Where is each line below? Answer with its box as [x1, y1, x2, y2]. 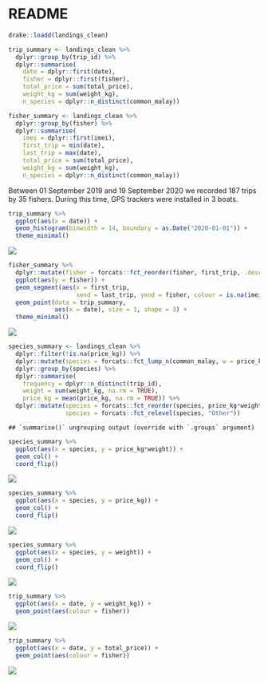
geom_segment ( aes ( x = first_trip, [15, 283, 130, 291]
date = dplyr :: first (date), [22, 68, 116, 76]
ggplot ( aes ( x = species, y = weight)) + [15, 548, 152, 556]
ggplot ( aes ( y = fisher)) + [15, 276, 105, 284]
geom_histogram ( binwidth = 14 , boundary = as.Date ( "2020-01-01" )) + [15, 224, 248, 232]
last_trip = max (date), [22, 149, 102, 157]
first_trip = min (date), [22, 141, 105, 150]
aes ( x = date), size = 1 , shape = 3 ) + [54, 306, 187, 314]
